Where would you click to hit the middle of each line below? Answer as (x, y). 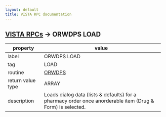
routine (16, 73)
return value (22, 80)
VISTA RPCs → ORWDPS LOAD (53, 34)
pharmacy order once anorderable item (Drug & (99, 101)
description (21, 101)
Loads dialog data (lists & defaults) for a (90, 95)
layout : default (22, 10)
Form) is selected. (65, 107)
